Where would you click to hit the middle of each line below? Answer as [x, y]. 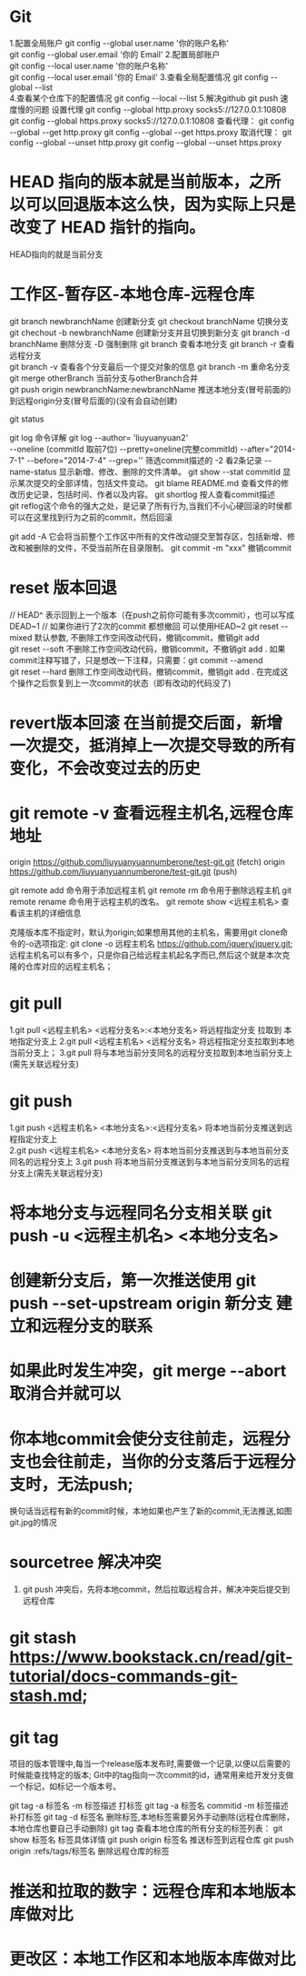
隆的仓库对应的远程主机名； [61, 966]
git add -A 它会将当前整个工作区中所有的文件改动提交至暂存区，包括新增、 [148, 536]
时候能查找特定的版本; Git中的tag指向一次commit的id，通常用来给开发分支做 [152, 1775]
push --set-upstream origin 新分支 [141, 1303]
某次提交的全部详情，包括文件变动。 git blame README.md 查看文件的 [149, 482]
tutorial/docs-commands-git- [123, 1677]
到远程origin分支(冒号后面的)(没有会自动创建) [94, 401]
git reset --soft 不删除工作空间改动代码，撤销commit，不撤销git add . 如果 [148, 649]
